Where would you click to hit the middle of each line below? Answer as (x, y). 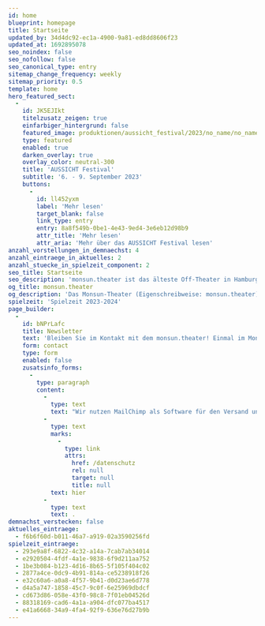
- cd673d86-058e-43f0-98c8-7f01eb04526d (82, 595)
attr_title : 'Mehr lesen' (79, 236)
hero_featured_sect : (42, 96)
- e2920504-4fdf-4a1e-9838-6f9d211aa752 (82, 559)
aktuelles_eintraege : (44, 530)
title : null (91, 485)
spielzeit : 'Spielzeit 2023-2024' (65, 302)
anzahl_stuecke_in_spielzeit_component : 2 (79, 265)
